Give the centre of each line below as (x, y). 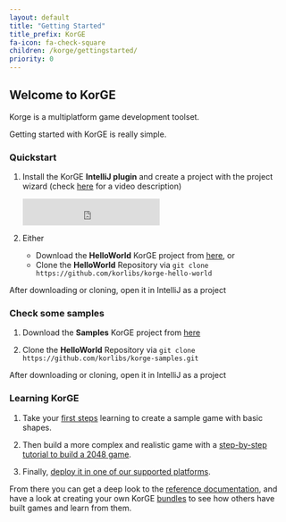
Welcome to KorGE (63, 95)
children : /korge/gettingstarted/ (74, 51)
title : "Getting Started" (57, 26)
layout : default (39, 17)
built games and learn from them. (71, 508)
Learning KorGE (44, 399)
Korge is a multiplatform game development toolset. (104, 116)
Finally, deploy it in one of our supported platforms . (117, 471)
